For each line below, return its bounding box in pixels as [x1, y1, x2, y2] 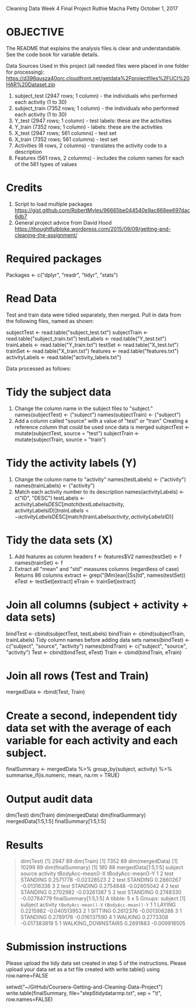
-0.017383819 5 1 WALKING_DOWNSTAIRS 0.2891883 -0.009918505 [20, 920, 185, 927]
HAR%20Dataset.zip [6, 81, 55, 88]
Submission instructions [6, 940, 127, 954]
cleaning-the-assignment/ [14, 231, 78, 239]
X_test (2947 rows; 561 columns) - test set [14, 129, 117, 136]
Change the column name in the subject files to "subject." [14, 405, 153, 412]
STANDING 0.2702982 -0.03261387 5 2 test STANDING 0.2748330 [20, 889, 182, 896]
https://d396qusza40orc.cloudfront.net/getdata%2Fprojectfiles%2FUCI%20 [6, 74, 190, 81]
